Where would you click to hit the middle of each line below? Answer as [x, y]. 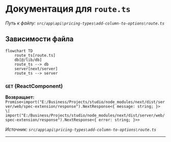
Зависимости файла [39, 39]
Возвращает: [20, 97]
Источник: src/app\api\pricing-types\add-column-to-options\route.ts [81, 129]
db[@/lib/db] [28, 60]
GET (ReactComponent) [34, 86]
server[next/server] [36, 69]
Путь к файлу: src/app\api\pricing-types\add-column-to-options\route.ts [85, 23]
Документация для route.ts [68, 9]
